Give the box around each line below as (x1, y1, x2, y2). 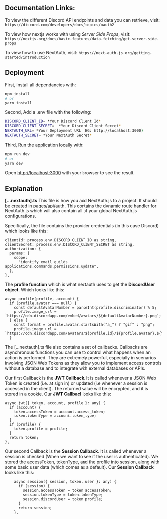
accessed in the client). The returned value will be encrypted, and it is (5, 386, 148, 392)
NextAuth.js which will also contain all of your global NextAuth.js (5, 208, 137, 214)
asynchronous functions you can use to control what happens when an (5, 349, 151, 355)
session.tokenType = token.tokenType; (23, 492, 103, 497)
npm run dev (5, 151, 30, 156)
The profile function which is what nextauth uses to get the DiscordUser (5, 281, 155, 288)
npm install (5, 91, 30, 96)
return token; (9, 435, 39, 440)
